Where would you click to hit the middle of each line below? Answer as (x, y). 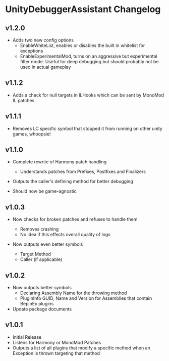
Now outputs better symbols (42, 288)
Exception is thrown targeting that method (56, 353)
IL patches (23, 100)
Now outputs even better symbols (48, 244)
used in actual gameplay (45, 67)
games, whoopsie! (32, 134)
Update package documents (42, 309)
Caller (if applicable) (41, 259)
